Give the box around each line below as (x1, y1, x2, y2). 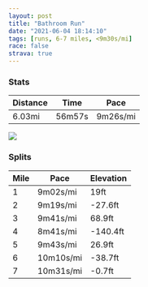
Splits (8, 152, 32, 163)
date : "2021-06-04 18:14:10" (8, 27, 107, 35)
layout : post (8, 11, 53, 20)
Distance (12, 97, 48, 109)
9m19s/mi (37, 199, 77, 211)
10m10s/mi (37, 252, 83, 263)
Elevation (89, 172, 128, 183)
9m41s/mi (37, 212, 77, 224)
